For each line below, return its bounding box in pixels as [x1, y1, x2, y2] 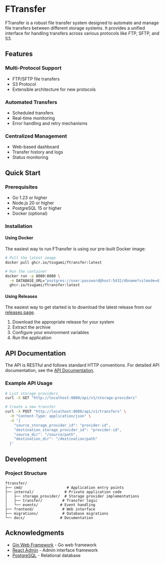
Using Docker [5, 235, 33, 241]
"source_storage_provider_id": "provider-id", [14, 423, 111, 428]
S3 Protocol [12, 81, 36, 87]
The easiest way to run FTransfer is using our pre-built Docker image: [5, 246, 146, 252]
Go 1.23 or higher [12, 194, 48, 200]
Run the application [12, 335, 52, 341]
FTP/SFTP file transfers [12, 75, 60, 82]
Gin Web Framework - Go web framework [12, 542, 97, 548]
